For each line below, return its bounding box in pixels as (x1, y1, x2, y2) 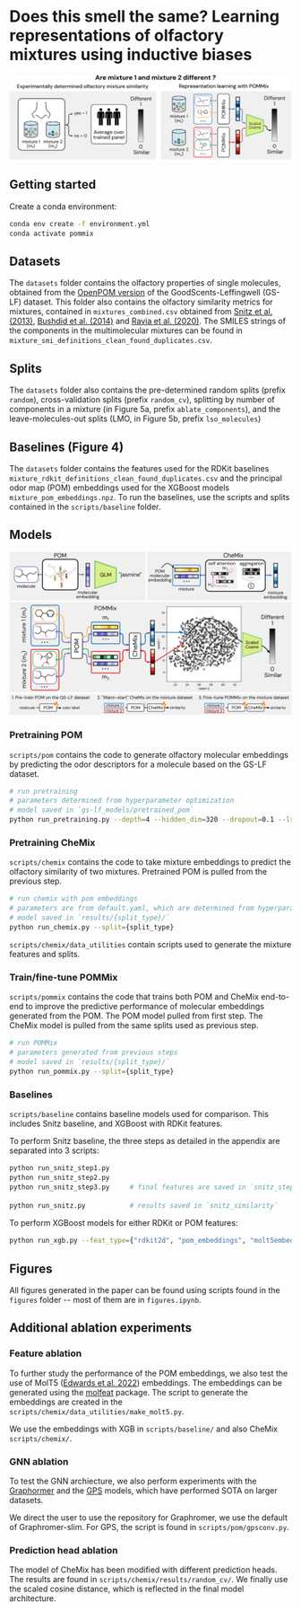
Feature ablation (9, 1347, 82, 1360)
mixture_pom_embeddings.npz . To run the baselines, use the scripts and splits (9, 492, 290, 503)
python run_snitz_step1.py (9, 1163, 110, 1173)
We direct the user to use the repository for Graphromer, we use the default (9, 1511, 288, 1523)
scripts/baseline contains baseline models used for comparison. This (9, 1108, 269, 1119)
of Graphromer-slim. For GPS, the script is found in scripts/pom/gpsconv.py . (9, 1521, 289, 1532)
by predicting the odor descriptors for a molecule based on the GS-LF (9, 759, 267, 770)
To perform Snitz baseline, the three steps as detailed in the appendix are (9, 1135, 280, 1146)
